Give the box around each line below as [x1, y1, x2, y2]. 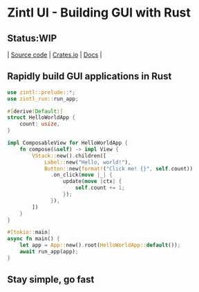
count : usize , [19, 121, 60, 128]
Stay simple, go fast [7, 274, 95, 286]
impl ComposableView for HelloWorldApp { [7, 139, 129, 146]
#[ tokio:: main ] [7, 229, 51, 236]
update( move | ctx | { [62, 178, 122, 185]
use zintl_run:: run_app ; [7, 95, 79, 102]
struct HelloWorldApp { [7, 114, 76, 121]
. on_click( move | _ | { [50, 171, 113, 179]
